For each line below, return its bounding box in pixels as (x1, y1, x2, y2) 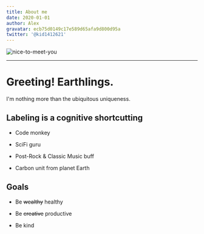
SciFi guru (15, 140, 41, 148)
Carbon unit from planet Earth (15, 164, 90, 171)
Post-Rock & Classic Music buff (15, 153, 94, 160)
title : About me (6, 9, 47, 15)
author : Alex (6, 20, 39, 26)
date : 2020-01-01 (6, 15, 50, 21)
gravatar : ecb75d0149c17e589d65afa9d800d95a (6, 26, 121, 32)
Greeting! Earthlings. (6, 75, 114, 89)
